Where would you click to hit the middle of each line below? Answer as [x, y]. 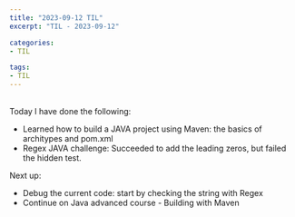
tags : [20, 68]
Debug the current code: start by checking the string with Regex [143, 193]
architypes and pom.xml [68, 138]
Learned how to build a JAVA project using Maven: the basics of [142, 129]
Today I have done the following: [70, 111]
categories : [32, 43]
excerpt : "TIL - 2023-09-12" [64, 26]
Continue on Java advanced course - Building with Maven [131, 202]
